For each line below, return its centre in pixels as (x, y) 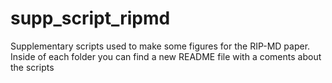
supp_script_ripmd (90, 18)
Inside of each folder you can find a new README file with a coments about (166, 56)
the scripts (32, 67)
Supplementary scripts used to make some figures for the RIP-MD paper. (160, 46)
